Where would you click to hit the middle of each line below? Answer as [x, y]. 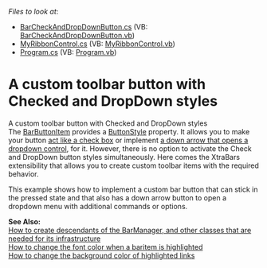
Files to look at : [33, 12]
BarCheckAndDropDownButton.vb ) [77, 35]
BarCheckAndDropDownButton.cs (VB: [84, 27]
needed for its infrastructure [55, 239]
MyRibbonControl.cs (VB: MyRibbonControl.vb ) [97, 44]
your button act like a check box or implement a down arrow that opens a [128, 140]
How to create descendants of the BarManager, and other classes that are [130, 230]
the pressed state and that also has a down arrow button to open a [118, 197]
